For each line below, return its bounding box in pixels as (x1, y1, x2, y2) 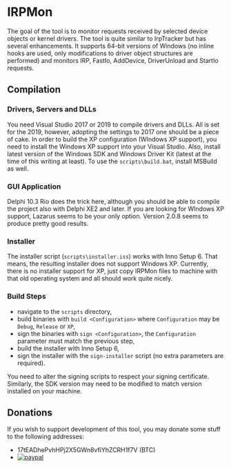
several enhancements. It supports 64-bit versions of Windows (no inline (7, 41, 214, 50)
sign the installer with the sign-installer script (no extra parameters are (17, 351, 224, 359)
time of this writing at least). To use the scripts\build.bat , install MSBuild (7, 157, 217, 165)
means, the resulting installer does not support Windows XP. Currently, (7, 260, 209, 268)
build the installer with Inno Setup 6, (17, 344, 119, 353)
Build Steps (7, 292, 46, 301)
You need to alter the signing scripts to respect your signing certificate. (7, 372, 210, 380)
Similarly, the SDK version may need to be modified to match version (7, 380, 202, 388)
